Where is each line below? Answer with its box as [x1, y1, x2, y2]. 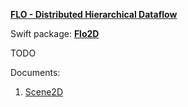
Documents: [10, 67, 61, 78]
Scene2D [24, 86, 64, 98]
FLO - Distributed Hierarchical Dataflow [10, 9, 178, 20]
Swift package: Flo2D [10, 28, 100, 39]
